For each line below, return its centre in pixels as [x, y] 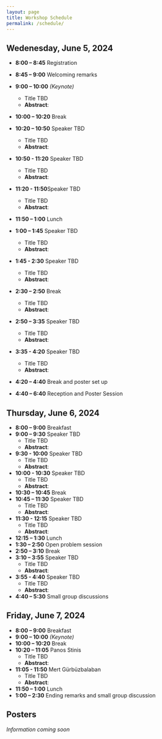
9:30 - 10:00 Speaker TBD [49, 454]
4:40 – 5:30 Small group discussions [62, 596]
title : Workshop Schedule [39, 18]
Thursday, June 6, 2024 [53, 413]
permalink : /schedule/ [35, 23]
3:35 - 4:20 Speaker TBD [47, 351]
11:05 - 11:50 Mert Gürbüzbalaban [58, 669]
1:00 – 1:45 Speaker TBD [46, 231]
